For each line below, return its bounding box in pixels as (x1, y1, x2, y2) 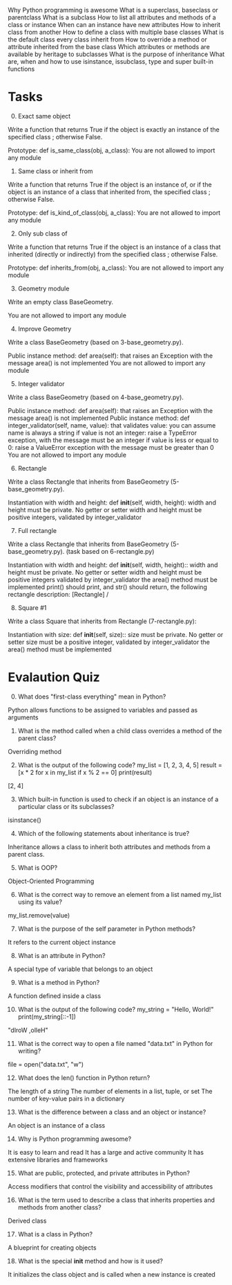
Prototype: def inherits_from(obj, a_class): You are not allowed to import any (8, 263, 224, 272)
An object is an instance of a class (8, 1121, 106, 1129)
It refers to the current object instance (8, 938, 116, 946)
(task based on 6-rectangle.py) (66, 547, 155, 555)
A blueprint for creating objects (8, 1243, 97, 1252)
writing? (17, 1047, 41, 1055)
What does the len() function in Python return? (17, 1074, 151, 1082)
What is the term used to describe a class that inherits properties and (17, 1196, 215, 1204)
